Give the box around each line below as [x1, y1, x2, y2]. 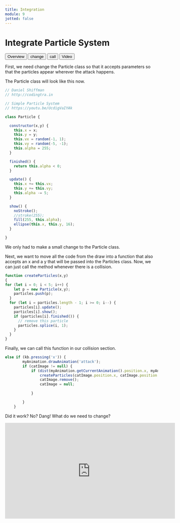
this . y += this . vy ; [14, 186, 53, 191]
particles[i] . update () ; [14, 305, 62, 310]
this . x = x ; [14, 127, 38, 133]
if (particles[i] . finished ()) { [14, 314, 79, 319]
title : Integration [5, 7, 45, 12]
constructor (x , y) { [9, 123, 49, 128]
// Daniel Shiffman [5, 88, 45, 93]
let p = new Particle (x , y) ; [14, 287, 70, 292]
